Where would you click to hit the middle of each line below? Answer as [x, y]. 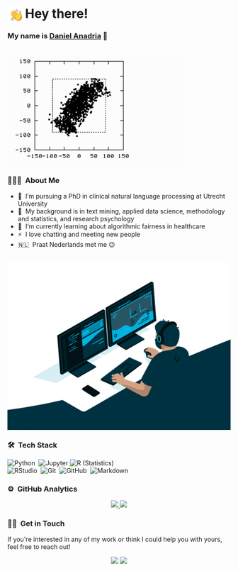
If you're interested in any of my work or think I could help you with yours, [115, 539]
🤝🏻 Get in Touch [36, 523]
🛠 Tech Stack [33, 445]
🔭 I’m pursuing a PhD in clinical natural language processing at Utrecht [121, 196]
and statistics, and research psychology [76, 218]
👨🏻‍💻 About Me [34, 181]
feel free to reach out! [39, 547]
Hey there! [57, 14]
